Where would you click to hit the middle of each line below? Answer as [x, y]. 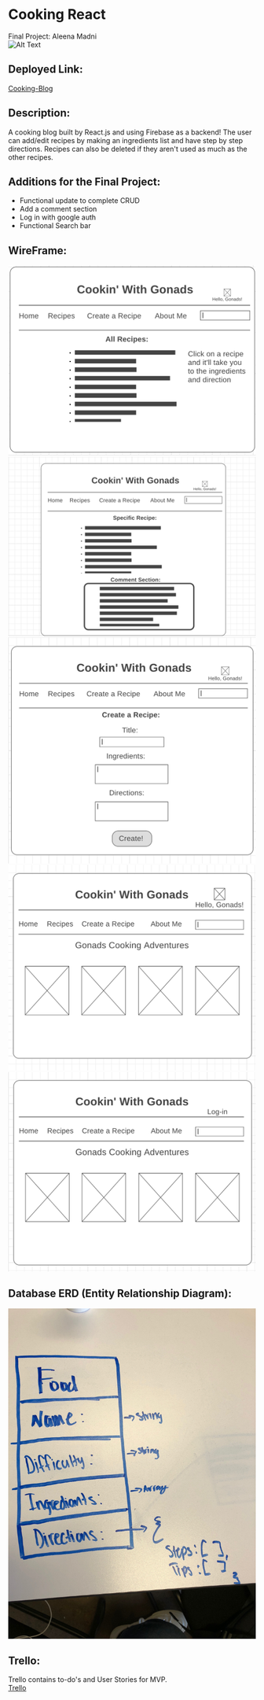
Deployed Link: [46, 70]
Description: [39, 113]
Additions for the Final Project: [84, 181]
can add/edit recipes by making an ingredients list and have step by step [126, 140]
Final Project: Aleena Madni [52, 36]
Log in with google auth [58, 217]
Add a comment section [58, 209]
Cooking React [57, 15]
